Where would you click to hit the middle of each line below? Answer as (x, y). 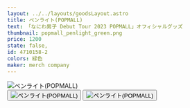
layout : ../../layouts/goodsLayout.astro (68, 13)
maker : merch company (38, 65)
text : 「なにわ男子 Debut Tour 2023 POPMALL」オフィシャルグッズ (95, 26)
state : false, (28, 46)
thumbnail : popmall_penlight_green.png (65, 33)
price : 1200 (24, 39)
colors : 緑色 (25, 59)
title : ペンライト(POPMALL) (45, 20)
